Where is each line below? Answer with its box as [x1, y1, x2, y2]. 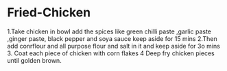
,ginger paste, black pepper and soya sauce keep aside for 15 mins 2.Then [7, 34, 217, 42]
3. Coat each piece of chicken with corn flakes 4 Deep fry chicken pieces [7, 49, 215, 57]
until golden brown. [7, 56, 62, 64]
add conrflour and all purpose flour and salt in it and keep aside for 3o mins [7, 42, 221, 50]
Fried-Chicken [7, 5, 91, 20]
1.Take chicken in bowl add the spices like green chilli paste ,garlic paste [7, 27, 211, 35]
